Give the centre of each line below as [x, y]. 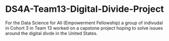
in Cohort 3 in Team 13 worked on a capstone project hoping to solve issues [84, 28]
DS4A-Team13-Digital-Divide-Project [84, 9]
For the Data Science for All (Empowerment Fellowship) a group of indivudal [84, 23]
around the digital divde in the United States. [51, 33]
